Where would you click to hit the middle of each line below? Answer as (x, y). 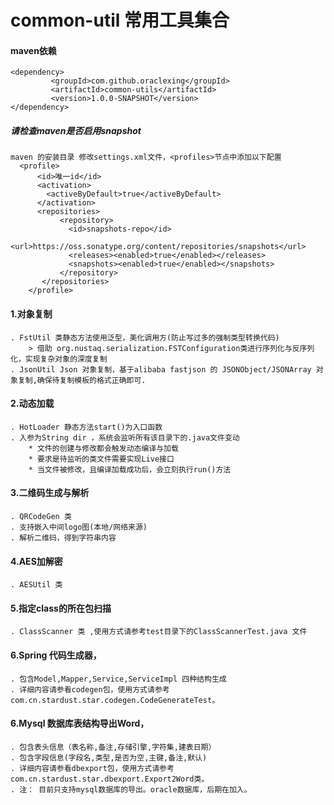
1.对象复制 (31, 313)
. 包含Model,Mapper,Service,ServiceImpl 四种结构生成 (118, 679)
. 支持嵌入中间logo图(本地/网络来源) (79, 527)
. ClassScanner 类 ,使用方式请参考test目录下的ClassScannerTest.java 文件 (159, 632)
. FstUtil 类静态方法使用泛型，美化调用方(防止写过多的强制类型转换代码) (145, 337)
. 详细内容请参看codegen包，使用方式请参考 (90, 689)
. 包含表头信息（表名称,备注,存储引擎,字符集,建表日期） (113, 747)
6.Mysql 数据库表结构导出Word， (80, 723)
